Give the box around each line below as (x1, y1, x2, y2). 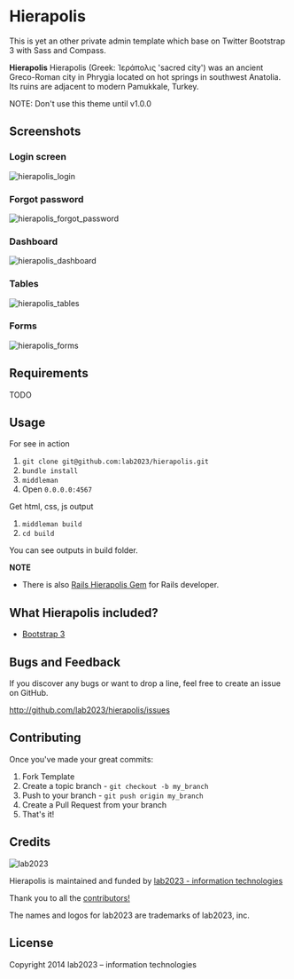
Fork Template (21, 770, 75, 782)
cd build (21, 530, 55, 539)
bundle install (21, 467, 79, 476)
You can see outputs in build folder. (9, 545, 139, 556)
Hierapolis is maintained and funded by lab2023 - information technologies (9, 875, 283, 886)
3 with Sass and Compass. (9, 44, 106, 55)
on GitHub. (9, 688, 49, 699)
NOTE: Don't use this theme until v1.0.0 (9, 98, 152, 108)
